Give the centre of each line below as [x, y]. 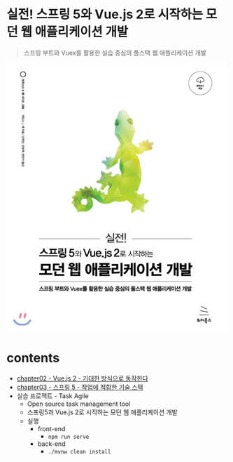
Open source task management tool [79, 404]
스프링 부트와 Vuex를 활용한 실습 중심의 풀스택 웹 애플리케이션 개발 [115, 53]
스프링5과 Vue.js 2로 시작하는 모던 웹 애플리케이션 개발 [102, 412]
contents [33, 358]
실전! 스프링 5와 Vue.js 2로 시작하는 [105, 14]
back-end [51, 444]
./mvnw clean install [79, 451]
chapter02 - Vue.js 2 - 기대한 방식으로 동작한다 [82, 378]
